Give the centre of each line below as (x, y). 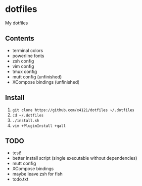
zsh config (23, 61)
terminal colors (27, 50)
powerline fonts (28, 56)
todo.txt (20, 179)
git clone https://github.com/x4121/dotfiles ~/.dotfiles (73, 110)
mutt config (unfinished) (37, 77)
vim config (23, 66)
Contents (20, 38)
